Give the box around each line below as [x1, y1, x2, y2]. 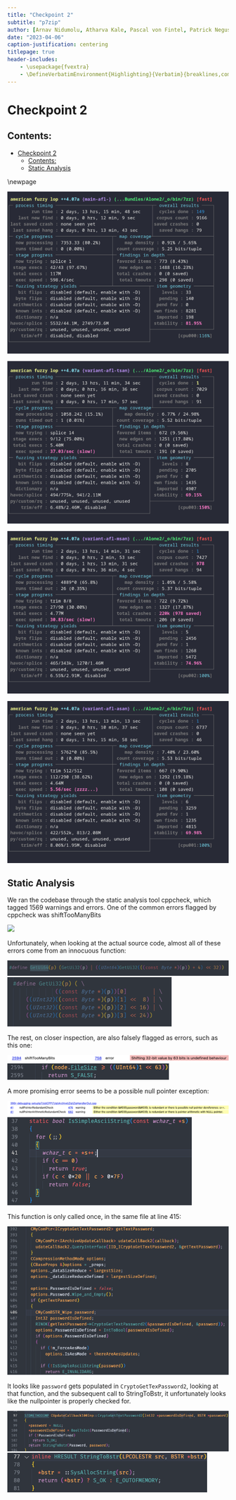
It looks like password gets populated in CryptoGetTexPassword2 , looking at [7, 1382, 219, 1391]
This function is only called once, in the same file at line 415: [7, 1213, 181, 1221]
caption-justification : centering [7, 41, 109, 49]
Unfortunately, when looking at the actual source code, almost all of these [7, 939, 221, 947]
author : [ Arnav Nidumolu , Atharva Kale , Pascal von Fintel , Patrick [7, 26, 212, 33]
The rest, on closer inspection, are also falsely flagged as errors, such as [7, 1033, 218, 1042]
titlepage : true [7, 49, 55, 56]
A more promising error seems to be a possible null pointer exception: [7, 1087, 209, 1096]
